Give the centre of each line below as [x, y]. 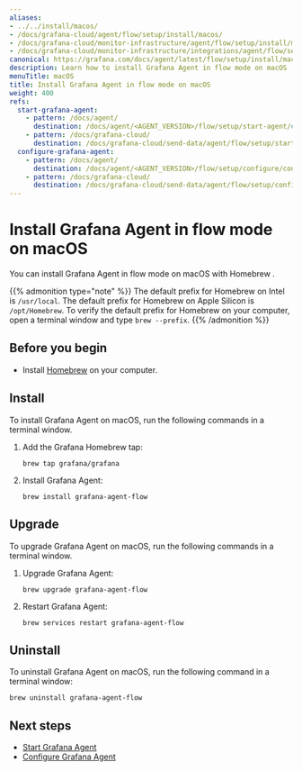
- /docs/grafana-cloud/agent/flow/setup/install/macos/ [116, 34]
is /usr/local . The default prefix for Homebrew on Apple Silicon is [132, 301]
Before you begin [58, 348]
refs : [19, 101]
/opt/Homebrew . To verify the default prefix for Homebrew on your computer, [150, 311]
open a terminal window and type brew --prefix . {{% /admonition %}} [139, 320]
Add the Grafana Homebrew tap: [83, 447]
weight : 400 [31, 93]
